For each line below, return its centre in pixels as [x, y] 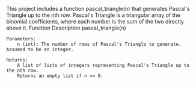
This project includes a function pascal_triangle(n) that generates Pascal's [98, 9]
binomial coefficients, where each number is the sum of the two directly [95, 21]
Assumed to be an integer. [40, 49]
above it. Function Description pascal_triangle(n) [66, 28]
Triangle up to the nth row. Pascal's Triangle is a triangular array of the [93, 15]
